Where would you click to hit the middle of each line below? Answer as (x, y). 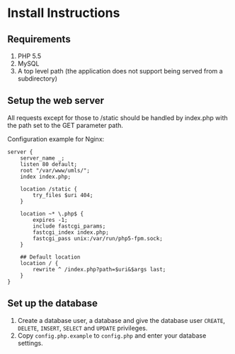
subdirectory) (38, 78)
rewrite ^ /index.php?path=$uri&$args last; (99, 269)
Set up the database (52, 303)
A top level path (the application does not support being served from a (120, 71)
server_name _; (42, 158)
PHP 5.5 (29, 56)
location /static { (49, 189)
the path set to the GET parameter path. (65, 125)
